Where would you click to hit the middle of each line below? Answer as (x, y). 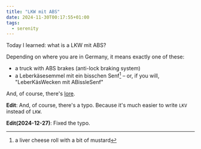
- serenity (25, 28)
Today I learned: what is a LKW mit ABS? (56, 45)
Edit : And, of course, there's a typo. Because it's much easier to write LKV (97, 105)
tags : (13, 23)
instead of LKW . (24, 111)
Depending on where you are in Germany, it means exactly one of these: (95, 57)
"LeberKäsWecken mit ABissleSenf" (59, 82)
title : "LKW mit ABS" (33, 12)
